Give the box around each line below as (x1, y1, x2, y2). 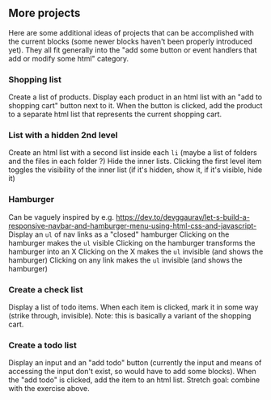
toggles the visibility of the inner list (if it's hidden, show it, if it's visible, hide (8, 165, 263, 175)
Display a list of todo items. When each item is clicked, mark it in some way (8, 302, 259, 312)
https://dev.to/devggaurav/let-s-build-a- (116, 212, 251, 221)
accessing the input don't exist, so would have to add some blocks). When (8, 367, 256, 377)
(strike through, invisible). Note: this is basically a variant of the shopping (8, 311, 252, 320)
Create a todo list (8, 339, 77, 351)
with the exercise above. (8, 384, 91, 394)
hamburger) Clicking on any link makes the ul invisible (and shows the (8, 255, 243, 265)
